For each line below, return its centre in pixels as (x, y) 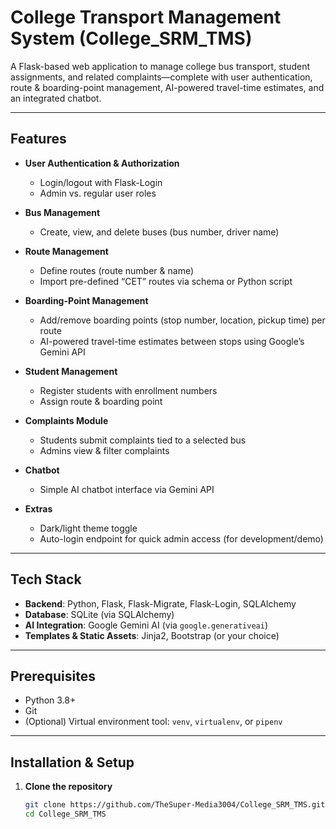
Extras (38, 508)
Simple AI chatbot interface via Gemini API (127, 489)
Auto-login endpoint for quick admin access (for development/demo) (181, 538)
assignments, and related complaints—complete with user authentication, (161, 77)
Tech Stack (46, 579)
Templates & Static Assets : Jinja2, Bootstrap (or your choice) (152, 635)
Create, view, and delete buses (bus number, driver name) (159, 232)
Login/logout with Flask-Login (101, 182)
